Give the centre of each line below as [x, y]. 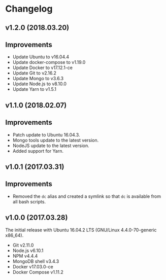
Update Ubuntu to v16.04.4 [41, 57]
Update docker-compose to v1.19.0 [49, 62]
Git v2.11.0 [23, 245]
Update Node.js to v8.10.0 [40, 84]
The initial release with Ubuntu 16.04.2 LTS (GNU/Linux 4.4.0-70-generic [81, 230]
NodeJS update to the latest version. [51, 146]
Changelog [29, 9]
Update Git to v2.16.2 [35, 73]
